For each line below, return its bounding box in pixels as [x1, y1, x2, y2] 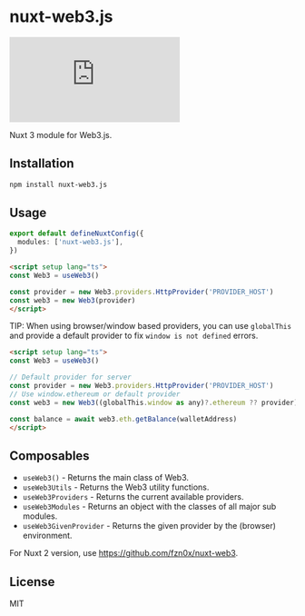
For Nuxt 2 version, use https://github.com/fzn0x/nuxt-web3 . [9, 548, 239, 559]
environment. [22, 530, 73, 541]
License [9, 574, 55, 590]
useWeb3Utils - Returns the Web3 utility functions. [22, 482, 210, 492]
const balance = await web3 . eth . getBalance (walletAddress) [9, 414, 238, 423]
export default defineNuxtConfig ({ [9, 229, 144, 238]
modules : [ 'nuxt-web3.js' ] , [17, 238, 124, 247]
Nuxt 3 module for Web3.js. [9, 129, 113, 140]
